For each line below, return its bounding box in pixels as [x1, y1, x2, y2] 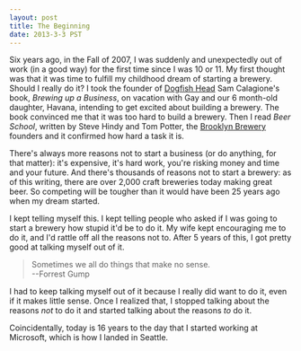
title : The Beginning [9, 22, 91, 31]
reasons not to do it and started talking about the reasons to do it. [9, 305, 252, 316]
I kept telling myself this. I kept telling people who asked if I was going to [9, 213, 278, 224]
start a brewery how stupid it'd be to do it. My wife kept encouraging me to [9, 223, 287, 233]
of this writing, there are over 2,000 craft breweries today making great [9, 177, 272, 188]
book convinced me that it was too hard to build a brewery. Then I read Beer [9, 111, 291, 122]
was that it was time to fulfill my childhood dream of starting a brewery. [9, 74, 272, 84]
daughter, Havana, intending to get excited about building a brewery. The [9, 102, 280, 113]
